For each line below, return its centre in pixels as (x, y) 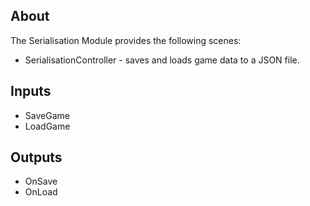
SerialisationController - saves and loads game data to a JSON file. (162, 60)
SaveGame (47, 115)
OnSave (41, 181)
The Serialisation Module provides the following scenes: (126, 40)
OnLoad (41, 192)
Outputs (36, 157)
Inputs (31, 91)
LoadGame (47, 126)
